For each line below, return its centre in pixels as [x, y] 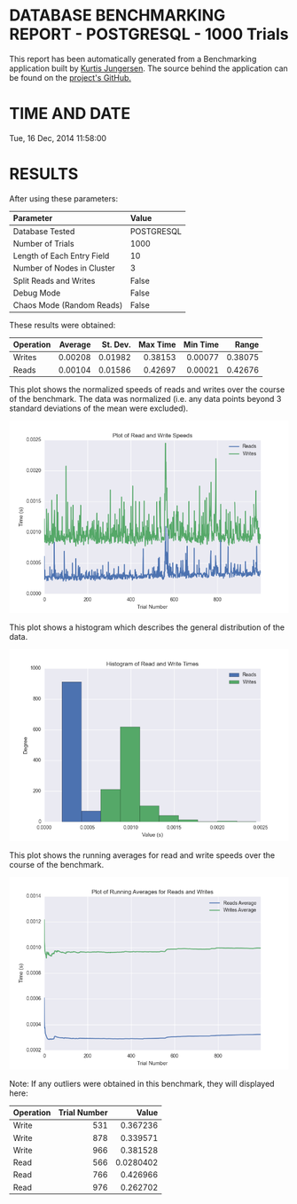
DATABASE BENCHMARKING [117, 16]
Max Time [157, 345]
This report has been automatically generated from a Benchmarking [133, 59]
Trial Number [83, 1113]
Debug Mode [37, 293]
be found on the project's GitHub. [70, 77]
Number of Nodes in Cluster [64, 268]
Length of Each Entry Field [61, 256]
